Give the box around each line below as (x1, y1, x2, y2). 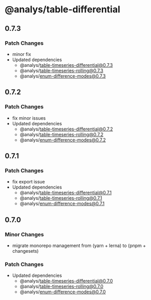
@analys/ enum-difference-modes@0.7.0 (19, 289, 106, 295)
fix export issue (12, 179, 46, 185)
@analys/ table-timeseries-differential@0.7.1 (19, 190, 112, 196)
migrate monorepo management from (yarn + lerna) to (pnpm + (12, 242, 146, 249)
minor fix (12, 51, 31, 57)
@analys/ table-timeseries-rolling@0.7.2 (19, 131, 103, 137)
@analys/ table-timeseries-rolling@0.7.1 (19, 195, 102, 201)
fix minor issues (12, 115, 46, 121)
